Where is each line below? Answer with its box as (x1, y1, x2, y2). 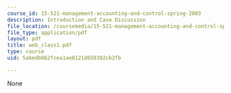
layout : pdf (7, 36, 41, 42)
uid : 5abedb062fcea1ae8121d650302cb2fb (7, 55, 122, 62)
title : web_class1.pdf (7, 42, 72, 49)
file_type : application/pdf (7, 29, 88, 36)
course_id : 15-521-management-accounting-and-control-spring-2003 (7, 10, 201, 17)
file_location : (7, 23, 51, 29)
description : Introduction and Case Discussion (7, 16, 146, 23)
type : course (7, 49, 45, 55)
